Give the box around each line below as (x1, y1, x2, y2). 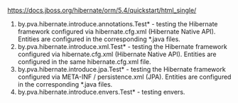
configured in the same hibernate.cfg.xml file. (17, 58, 151, 66)
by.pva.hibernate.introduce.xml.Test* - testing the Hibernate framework (17, 43, 227, 50)
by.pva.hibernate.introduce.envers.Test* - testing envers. (17, 88, 185, 96)
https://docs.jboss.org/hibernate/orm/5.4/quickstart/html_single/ (7, 6, 197, 14)
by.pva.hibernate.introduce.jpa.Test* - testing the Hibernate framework (17, 65, 226, 73)
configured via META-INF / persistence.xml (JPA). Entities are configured (17, 72, 232, 81)
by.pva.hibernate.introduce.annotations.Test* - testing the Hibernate (17, 20, 218, 28)
